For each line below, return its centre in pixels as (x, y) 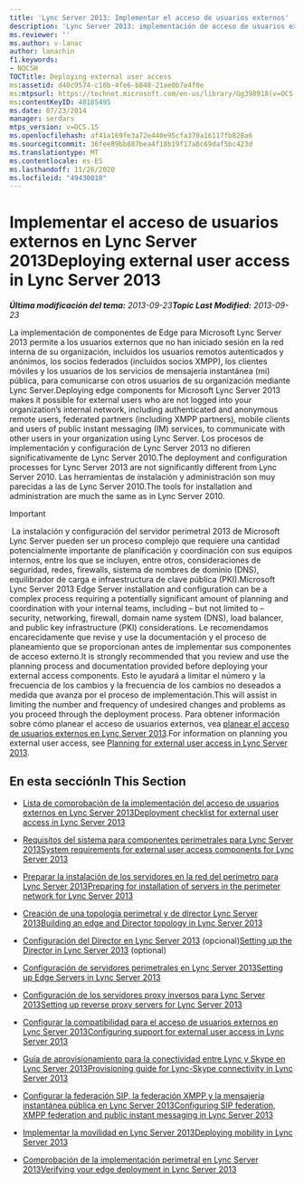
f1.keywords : (34, 60)
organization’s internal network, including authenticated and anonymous (144, 409)
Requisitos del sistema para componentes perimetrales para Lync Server (158, 840)
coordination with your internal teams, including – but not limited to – (137, 609)
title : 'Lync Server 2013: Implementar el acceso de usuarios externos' (149, 18)
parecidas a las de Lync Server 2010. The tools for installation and (131, 486)
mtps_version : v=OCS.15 (54, 128)
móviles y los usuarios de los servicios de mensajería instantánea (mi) (140, 371)
